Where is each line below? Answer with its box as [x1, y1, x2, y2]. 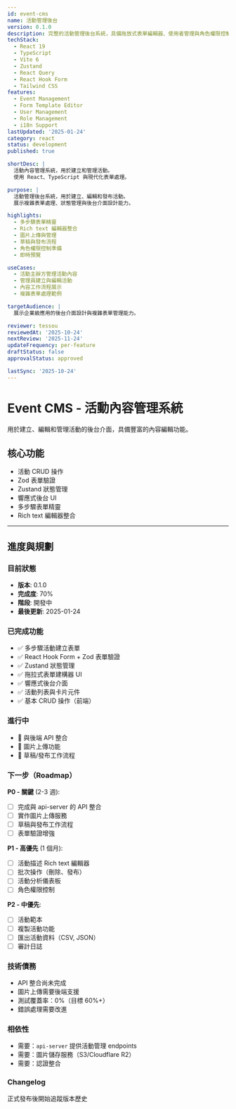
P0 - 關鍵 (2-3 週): [7, 787, 60, 796]
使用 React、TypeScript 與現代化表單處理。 [13, 173, 130, 180]
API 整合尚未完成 [17, 979, 67, 986]
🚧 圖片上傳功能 [17, 742, 61, 751]
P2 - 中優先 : [7, 901, 42, 909]
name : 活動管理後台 [7, 17, 58, 24]
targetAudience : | [7, 303, 61, 310]
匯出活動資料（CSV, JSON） [17, 933, 100, 941]
